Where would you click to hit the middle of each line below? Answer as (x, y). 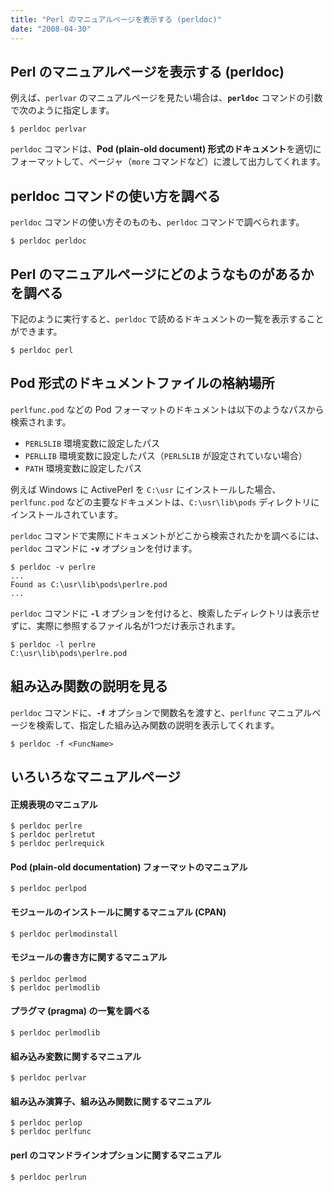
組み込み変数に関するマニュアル (76, 1056)
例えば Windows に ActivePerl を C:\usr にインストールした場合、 (146, 489)
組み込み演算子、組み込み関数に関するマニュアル (111, 1101)
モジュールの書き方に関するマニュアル (89, 957)
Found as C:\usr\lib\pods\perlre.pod (89, 584)
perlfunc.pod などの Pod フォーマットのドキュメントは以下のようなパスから (167, 409)
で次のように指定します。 (62, 110)
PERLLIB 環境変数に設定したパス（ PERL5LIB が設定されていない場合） (166, 455)
